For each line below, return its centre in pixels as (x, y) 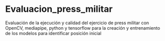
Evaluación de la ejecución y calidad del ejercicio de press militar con (77, 23)
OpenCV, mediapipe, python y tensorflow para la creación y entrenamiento (83, 28)
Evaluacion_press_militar (59, 9)
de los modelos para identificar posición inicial (53, 33)
